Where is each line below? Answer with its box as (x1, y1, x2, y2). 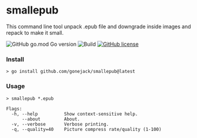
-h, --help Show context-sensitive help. (11, 111, 138, 117)
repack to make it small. (6, 29, 64, 36)
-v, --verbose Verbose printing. (11, 121, 109, 127)
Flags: (6, 106, 22, 112)
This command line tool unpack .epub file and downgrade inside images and (6, 23, 191, 30)
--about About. (21, 116, 81, 122)
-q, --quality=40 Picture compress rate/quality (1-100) (11, 126, 162, 132)
